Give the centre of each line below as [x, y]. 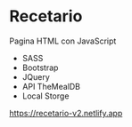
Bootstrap [40, 67]
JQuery [36, 76]
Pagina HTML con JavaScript [63, 41]
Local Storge [45, 96]
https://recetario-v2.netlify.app [66, 113]
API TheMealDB [51, 86]
